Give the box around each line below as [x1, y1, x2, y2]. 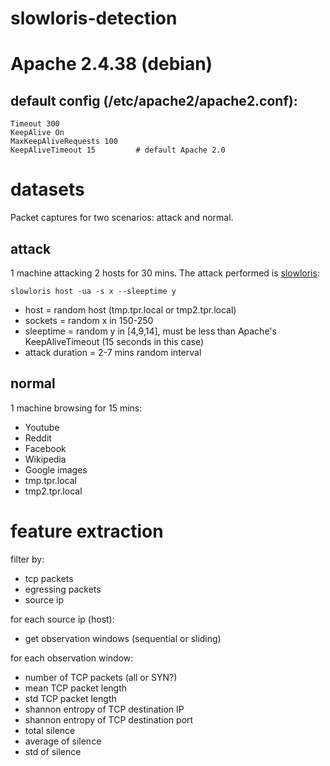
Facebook [24, 442, 67, 454]
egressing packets [24, 583, 102, 595]
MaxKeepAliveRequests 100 [10, 137, 118, 147]
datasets [10, 178, 85, 201]
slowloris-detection [10, 7, 178, 30]
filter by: [10, 553, 45, 565]
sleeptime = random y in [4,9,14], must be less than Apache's [24, 325, 277, 337]
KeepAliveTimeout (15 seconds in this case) [24, 335, 205, 347]
